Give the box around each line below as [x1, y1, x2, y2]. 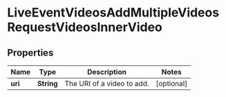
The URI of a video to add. [64, 79, 149, 88]
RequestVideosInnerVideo [7, 19, 162, 35]
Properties [7, 47, 54, 58]
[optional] [155, 79, 188, 88]
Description [87, 67, 126, 76]
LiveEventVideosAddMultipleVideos [7, 5, 220, 21]
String [37, 79, 58, 88]
